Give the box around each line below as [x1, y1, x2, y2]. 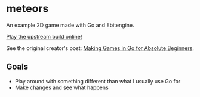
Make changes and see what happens [14, 84, 109, 91]
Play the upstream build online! [6, 33, 82, 40]
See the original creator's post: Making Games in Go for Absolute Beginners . [6, 44, 194, 52]
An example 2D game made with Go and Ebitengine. [6, 21, 134, 29]
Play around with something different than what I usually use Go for [14, 77, 181, 85]
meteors [6, 2, 49, 15]
